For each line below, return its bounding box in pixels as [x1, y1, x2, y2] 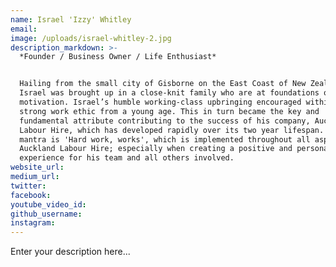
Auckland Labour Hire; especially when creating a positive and [19, 144, 293, 154]
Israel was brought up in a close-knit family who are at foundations [19, 88, 320, 98]
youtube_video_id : [10, 199, 87, 210]
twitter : [10, 181, 47, 191]
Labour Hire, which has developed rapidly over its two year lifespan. [19, 125, 325, 135]
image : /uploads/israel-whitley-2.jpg [10, 33, 172, 43]
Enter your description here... [10, 246, 131, 258]
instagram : [10, 218, 56, 228]
